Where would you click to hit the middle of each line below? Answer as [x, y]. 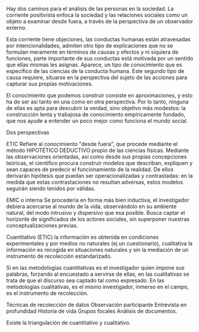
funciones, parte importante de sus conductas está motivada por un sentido [100, 58]
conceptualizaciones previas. [42, 226]
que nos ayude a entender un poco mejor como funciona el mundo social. [97, 121]
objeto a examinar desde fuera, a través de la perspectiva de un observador [99, 21]
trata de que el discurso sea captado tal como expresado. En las [85, 280]
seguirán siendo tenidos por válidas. [51, 188]
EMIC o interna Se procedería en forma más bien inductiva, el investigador [98, 200]
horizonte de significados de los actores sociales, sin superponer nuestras [98, 219]
